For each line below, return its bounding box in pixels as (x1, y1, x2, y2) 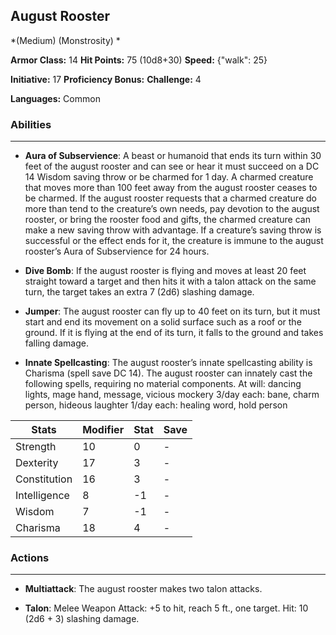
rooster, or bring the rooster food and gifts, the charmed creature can (24, 214, 311, 226)
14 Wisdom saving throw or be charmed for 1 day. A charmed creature (24, 171, 314, 183)
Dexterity (15, 456, 59, 470)
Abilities (10, 117, 52, 131)
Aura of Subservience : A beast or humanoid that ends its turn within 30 (24, 150, 322, 162)
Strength (15, 440, 57, 454)
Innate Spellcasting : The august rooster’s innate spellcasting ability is (24, 357, 313, 369)
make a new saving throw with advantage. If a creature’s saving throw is (24, 224, 322, 236)
